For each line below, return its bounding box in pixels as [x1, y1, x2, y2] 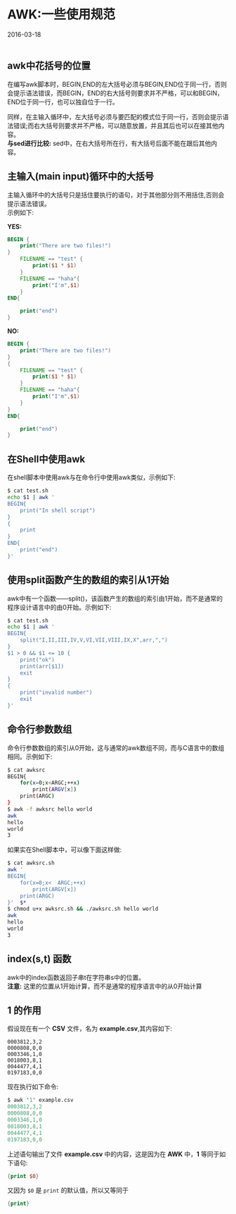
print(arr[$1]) [20, 663, 65, 670]
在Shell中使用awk [7, 453, 86, 465]
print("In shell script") [20, 507, 96, 514]
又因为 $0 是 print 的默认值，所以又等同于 [7, 1186, 129, 1195]
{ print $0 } [7, 1172, 39, 1179]
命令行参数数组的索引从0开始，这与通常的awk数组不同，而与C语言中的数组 [7, 743, 225, 752]
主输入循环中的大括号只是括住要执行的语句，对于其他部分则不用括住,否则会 [7, 190, 225, 199]
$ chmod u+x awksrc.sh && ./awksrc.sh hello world [7, 905, 159, 913]
